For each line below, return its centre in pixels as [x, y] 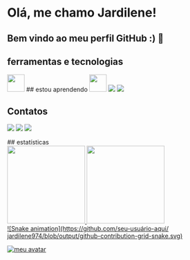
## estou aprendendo [57, 90]
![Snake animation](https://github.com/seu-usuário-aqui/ [88, 229]
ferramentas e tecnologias [65, 61]
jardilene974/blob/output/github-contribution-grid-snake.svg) [95, 236]
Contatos [28, 111]
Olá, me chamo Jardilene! [82, 13]
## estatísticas [28, 142]
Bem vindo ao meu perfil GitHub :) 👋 [86, 38]
